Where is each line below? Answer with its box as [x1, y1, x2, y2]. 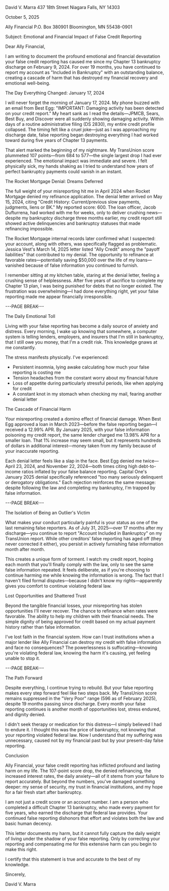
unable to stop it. [5, 655, 40, 661]
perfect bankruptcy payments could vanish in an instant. [5, 169, 123, 174]
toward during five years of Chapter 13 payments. [5, 137, 108, 143]
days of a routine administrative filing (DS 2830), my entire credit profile [5, 121, 155, 127]
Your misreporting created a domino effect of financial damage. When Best [5, 416, 161, 421]
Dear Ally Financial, [5, 43, 45, 50]
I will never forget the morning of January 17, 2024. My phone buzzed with [5, 100, 160, 106]
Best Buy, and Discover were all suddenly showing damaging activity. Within [5, 116, 164, 122]
